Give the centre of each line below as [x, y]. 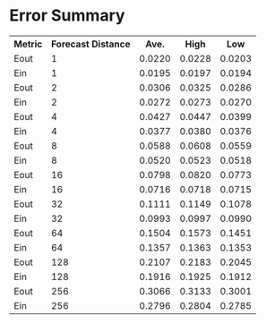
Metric [28, 44]
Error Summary [67, 16]
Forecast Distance [90, 44]
